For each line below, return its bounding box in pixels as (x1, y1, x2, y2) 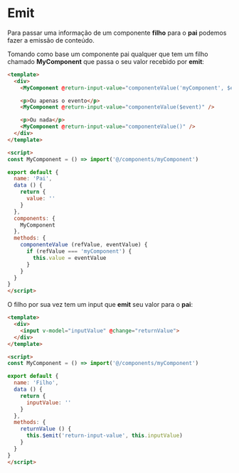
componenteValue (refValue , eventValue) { (20, 241, 148, 249)
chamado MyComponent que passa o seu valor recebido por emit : (7, 57, 205, 65)
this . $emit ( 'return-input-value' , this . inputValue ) (26, 432, 183, 440)
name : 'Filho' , (14, 379, 59, 386)
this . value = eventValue (33, 254, 107, 261)
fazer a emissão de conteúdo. (7, 36, 95, 44)
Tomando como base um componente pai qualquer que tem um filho (7, 50, 208, 58)
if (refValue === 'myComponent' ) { (26, 248, 132, 255)
